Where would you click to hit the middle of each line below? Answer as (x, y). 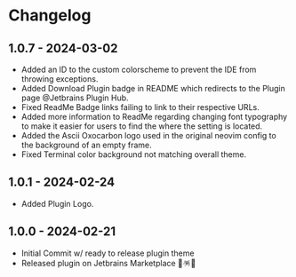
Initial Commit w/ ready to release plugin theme (108, 253)
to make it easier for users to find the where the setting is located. (142, 126)
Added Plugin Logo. (57, 203)
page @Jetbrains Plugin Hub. (75, 98)
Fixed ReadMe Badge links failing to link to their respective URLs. (140, 107)
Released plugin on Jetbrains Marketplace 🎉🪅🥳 (108, 263)
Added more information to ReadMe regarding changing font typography (154, 117)
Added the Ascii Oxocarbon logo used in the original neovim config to (148, 135)
